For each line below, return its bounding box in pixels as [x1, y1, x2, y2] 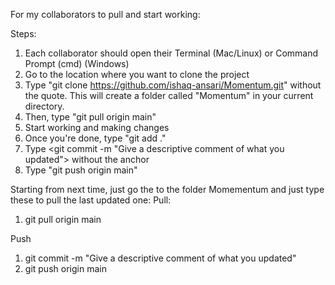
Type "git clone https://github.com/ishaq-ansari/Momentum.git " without [24, 79, 322, 91]
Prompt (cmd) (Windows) [24, 58, 130, 69]
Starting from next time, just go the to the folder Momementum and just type [10, 184, 325, 195]
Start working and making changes [24, 122, 170, 133]
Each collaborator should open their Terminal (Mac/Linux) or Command [24, 47, 319, 59]
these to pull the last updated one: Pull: [10, 194, 172, 206]
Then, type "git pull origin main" [24, 111, 157, 123]
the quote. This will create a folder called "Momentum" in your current [24, 90, 314, 101]
